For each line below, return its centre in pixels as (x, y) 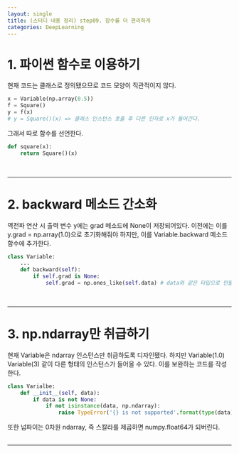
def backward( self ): (51, 270)
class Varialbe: (31, 386)
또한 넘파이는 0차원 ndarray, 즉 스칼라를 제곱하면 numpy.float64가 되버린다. (114, 427)
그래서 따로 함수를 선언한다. (46, 133)
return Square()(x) (49, 153)
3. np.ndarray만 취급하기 (79, 334)
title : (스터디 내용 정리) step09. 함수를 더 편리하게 (79, 21)
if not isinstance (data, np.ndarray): (103, 406)
